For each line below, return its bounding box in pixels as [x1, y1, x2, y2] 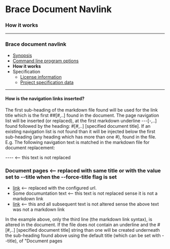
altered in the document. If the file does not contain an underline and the [5, 222, 156, 228]
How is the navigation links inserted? [5, 95, 85, 102]
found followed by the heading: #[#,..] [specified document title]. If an [5, 123, 151, 129]
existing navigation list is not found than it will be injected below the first [5, 128, 155, 134]
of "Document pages [19, 238, 63, 244]
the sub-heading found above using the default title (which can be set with [5, 232, 161, 239]
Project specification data [20, 79, 74, 85]
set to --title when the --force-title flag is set [5, 173, 117, 181]
